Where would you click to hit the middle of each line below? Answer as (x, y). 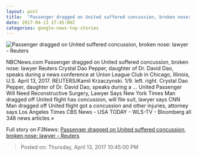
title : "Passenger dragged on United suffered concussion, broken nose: (99, 17)
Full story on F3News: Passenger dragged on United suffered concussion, (96, 130)
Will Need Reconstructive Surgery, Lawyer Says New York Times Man (91, 93)
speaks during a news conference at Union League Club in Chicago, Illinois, (98, 74)
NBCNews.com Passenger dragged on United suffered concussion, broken (97, 62)
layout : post (22, 11)
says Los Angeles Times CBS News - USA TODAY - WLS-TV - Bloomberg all (99, 112)
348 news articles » (30, 118)
